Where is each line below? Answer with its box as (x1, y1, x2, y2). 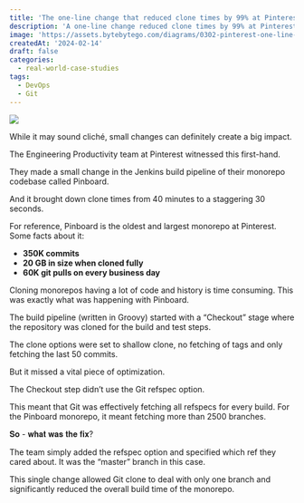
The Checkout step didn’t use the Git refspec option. (9, 383, 205, 394)
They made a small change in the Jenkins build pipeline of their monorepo (9, 166, 286, 177)
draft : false (9, 47, 59, 56)
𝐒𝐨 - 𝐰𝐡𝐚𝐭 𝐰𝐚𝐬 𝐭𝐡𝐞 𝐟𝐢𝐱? (9, 428, 93, 440)
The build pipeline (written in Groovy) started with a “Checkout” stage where (9, 312, 295, 323)
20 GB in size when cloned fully (22, 257, 144, 268)
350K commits (22, 247, 80, 258)
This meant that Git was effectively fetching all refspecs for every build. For (9, 401, 290, 412)
